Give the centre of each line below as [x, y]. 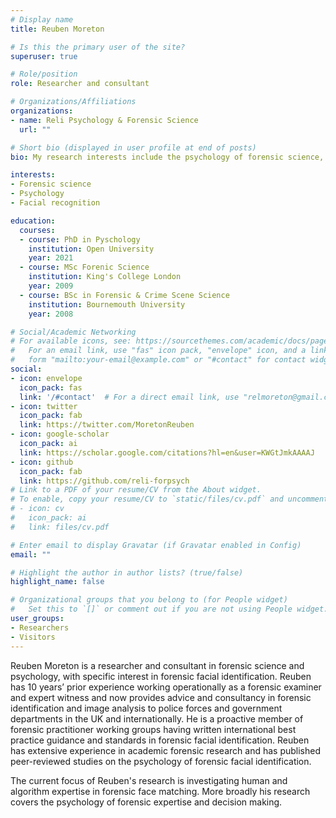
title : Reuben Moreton [57, 29]
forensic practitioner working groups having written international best [153, 729]
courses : [37, 230]
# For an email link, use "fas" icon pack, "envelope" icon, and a [158, 351]
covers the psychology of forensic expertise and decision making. [146, 802]
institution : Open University [91, 249]
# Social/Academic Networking [73, 332]
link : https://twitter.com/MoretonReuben [107, 425]
